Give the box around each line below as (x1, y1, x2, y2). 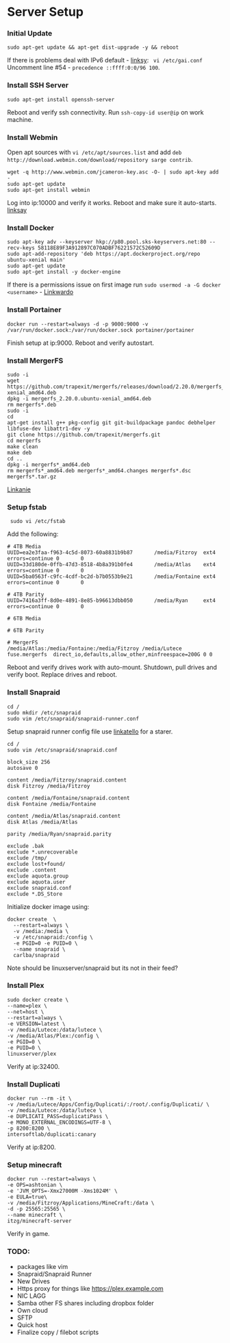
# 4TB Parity (7, 591, 44, 598)
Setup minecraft (7, 1160, 62, 1170)
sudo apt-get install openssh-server (7, 96, 115, 103)
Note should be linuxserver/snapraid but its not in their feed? (7, 964, 178, 972)
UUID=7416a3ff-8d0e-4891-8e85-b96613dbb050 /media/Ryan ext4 (7, 597, 216, 604)
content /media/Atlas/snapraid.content (7, 812, 121, 819)
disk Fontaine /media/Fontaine (7, 800, 97, 808)
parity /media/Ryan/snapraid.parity (7, 830, 112, 837)
